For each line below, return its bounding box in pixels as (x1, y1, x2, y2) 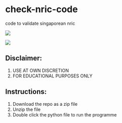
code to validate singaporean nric (5, 20, 75, 26)
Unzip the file (12, 106, 41, 112)
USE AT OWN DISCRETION (12, 67, 69, 73)
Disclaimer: (5, 54, 42, 63)
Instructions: (5, 88, 47, 96)
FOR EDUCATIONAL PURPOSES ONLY (12, 72, 93, 79)
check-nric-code (5, 4, 78, 15)
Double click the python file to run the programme (12, 111, 117, 117)
